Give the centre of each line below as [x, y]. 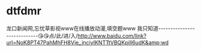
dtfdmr [24, 11]
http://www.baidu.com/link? [112, 36]
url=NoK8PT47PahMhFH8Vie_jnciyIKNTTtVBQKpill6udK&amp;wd [88, 42]
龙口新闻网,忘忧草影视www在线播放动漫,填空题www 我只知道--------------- [101, 28]
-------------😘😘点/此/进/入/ [42, 36]
